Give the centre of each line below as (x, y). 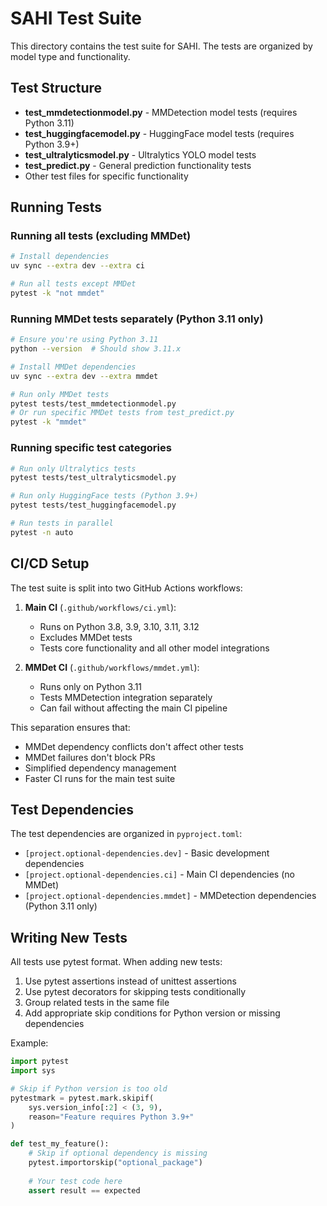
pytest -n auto (42, 532)
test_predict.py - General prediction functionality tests (138, 165)
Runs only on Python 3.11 (91, 686)
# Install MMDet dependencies (73, 367)
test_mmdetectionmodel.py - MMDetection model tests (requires (161, 112)
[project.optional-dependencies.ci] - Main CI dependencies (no (159, 874)
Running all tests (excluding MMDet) (101, 236)
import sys (33, 1071)
